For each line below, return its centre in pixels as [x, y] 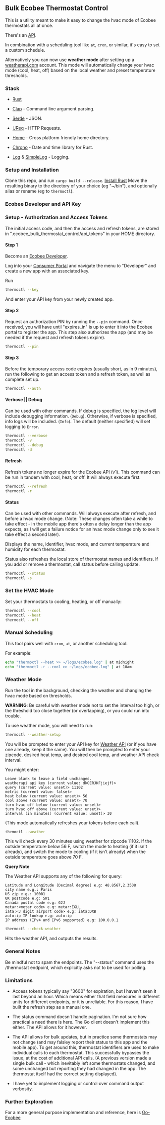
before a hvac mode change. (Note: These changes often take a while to [79, 519]
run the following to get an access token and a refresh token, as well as [78, 374]
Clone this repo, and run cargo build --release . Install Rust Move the [76, 180]
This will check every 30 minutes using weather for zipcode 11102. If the [79, 841]
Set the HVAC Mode [29, 591]
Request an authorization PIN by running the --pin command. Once [74, 321]
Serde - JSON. [27, 118]
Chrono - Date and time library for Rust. [53, 147]
